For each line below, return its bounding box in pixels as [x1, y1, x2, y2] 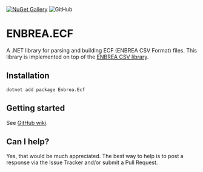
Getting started [6, 103, 65, 113]
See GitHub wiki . [6, 119, 48, 126]
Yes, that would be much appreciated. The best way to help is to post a [6, 153, 184, 160]
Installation [6, 71, 50, 81]
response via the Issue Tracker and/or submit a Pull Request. [6, 159, 158, 166]
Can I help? [6, 136, 50, 147]
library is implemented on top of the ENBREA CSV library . [6, 53, 149, 60]
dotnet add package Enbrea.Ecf [6, 86, 85, 93]
